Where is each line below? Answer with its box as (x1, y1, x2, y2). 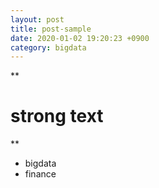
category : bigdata (10, 42, 87, 53)
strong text (10, 105, 104, 128)
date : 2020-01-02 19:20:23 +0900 (10, 33, 150, 43)
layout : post (10, 14, 65, 25)
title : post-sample (10, 24, 92, 34)
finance (24, 168, 57, 180)
